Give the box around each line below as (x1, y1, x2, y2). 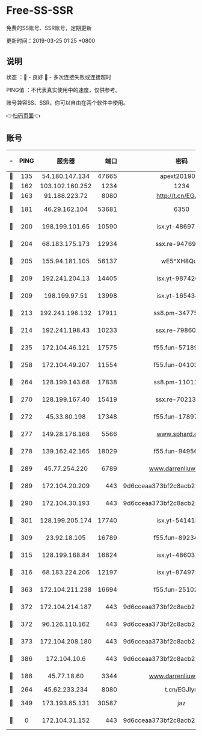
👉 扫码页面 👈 (6, 112, 41, 119)
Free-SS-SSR (6, 4, 73, 17)
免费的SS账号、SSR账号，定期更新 (6, 24, 92, 31)
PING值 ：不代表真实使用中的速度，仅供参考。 (6, 86, 121, 93)
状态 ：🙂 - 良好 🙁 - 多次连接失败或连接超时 (6, 73, 111, 81)
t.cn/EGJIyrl (165, 685, 198, 693)
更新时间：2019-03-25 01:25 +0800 (6, 37, 96, 44)
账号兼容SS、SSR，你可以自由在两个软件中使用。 (6, 99, 129, 106)
